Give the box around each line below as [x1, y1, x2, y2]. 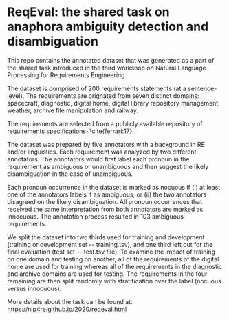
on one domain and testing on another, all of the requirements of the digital [7, 254, 219, 263]
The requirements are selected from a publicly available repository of [7, 119, 203, 128]
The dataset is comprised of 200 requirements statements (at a [7, 84, 187, 92]
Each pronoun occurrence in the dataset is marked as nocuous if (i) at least [7, 183, 221, 191]
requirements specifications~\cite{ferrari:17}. [7, 127, 134, 135]
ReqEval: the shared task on [7, 4, 170, 20]
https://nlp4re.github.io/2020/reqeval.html [7, 305, 127, 313]
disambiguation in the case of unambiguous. [7, 170, 133, 178]
